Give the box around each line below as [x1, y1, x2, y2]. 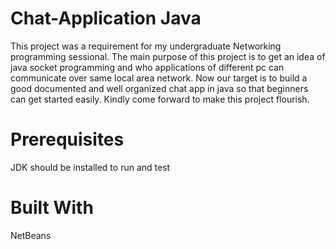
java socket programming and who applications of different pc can [10, 61, 285, 73]
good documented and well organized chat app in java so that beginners [10, 82, 309, 94]
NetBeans [10, 229, 52, 241]
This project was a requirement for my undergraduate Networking [10, 40, 282, 52]
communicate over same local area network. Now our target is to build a [10, 72, 308, 84]
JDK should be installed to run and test [10, 161, 171, 173]
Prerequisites [10, 128, 125, 151]
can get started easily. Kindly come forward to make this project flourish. [10, 93, 310, 105]
